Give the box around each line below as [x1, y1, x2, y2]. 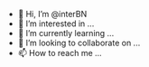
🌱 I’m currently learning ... [17, 28, 115, 38]
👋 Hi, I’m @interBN [17, 9, 88, 19]
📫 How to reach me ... [17, 48, 102, 58]
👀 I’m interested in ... [17, 18, 95, 29]
